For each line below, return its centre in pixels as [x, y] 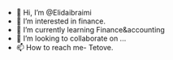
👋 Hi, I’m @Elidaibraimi [54, 13]
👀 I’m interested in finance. [61, 21]
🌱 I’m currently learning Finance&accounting [90, 30]
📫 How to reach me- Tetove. [65, 47]
